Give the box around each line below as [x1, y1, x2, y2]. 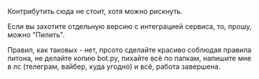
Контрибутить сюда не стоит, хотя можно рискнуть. [7, 7, 183, 16]
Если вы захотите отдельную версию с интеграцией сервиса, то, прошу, [7, 22, 253, 31]
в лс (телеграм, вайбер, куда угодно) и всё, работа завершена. [7, 62, 221, 71]
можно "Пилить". [7, 31, 65, 39]
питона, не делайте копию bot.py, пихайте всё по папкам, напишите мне [7, 54, 252, 63]
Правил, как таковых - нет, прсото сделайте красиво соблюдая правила [7, 45, 252, 54]
